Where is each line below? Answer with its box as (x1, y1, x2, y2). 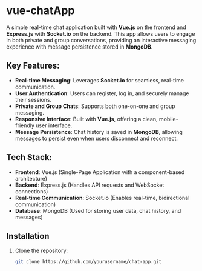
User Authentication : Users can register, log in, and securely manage (15, 89, 189, 97)
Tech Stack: (6, 152, 53, 162)
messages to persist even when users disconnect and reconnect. (15, 135, 178, 142)
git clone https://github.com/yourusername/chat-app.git (15, 259, 162, 265)
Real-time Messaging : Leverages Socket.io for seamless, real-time (15, 76, 184, 84)
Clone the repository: (15, 247, 68, 255)
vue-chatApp (6, 4, 75, 18)
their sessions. (15, 96, 52, 103)
